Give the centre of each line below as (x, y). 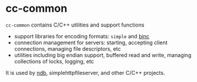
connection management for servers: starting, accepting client (91, 42)
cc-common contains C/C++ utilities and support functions (75, 25)
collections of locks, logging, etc (54, 61)
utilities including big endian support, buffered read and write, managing (103, 55)
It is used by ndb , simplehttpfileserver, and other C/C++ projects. (85, 73)
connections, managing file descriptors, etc (68, 48)
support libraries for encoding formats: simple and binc (82, 36)
